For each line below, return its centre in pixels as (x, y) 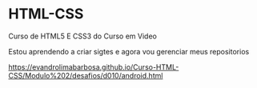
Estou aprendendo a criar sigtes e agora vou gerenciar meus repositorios (129, 51)
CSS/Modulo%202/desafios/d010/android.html (86, 75)
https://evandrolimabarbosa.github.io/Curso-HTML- (94, 67)
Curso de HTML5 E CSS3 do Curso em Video (83, 36)
